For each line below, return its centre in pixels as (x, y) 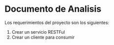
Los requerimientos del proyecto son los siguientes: (57, 22)
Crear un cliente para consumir (43, 37)
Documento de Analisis (53, 9)
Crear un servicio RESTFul (38, 32)
